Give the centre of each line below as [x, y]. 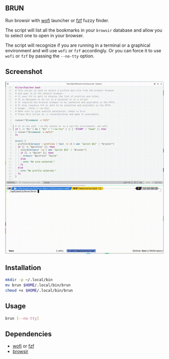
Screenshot [24, 72]
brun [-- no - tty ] [22, 318]
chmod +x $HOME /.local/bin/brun [39, 291]
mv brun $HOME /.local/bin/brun [38, 285]
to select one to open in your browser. [45, 35]
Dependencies [28, 334]
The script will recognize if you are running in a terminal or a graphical [78, 45]
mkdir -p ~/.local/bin [29, 280]
